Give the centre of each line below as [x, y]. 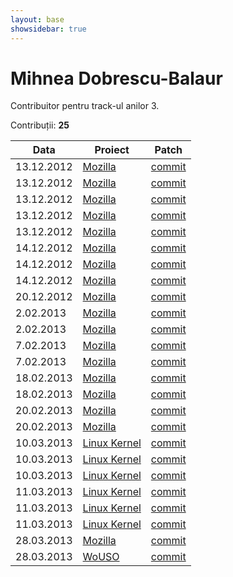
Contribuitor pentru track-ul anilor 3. [85, 106]
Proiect [112, 150]
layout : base [37, 19]
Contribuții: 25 [40, 125]
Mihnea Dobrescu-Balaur [116, 78]
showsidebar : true [48, 29]
